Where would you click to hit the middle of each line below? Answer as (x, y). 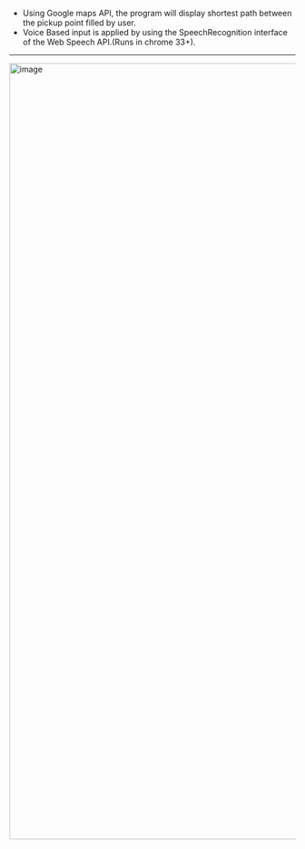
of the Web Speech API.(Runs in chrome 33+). (109, 42)
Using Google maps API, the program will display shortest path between (157, 13)
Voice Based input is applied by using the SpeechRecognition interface (155, 32)
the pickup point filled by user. (79, 23)
